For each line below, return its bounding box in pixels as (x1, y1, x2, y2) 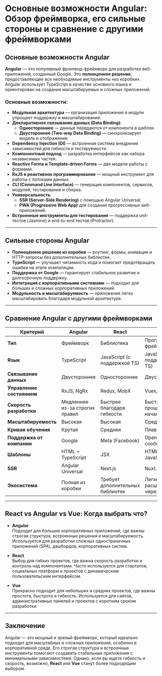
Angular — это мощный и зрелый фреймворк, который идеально (5, 634, 138, 640)
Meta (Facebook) (100, 437, 140, 444)
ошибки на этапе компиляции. (12, 265, 75, 270)
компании (7, 440, 32, 447)
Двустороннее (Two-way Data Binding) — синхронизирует (19, 130, 141, 136)
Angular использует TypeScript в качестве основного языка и (5, 81, 132, 87)
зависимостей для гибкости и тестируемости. (12, 146, 108, 152)
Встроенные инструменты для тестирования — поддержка (12, 213, 138, 219)
